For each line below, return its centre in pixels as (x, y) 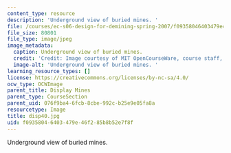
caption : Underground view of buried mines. (78, 52)
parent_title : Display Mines (49, 90)
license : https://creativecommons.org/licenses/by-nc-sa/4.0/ (98, 78)
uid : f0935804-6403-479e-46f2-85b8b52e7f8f (70, 122)
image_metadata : (30, 45)
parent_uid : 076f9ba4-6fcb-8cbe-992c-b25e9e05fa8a (81, 103)
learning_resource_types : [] (49, 71)
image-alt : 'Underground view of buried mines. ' (86, 65)
